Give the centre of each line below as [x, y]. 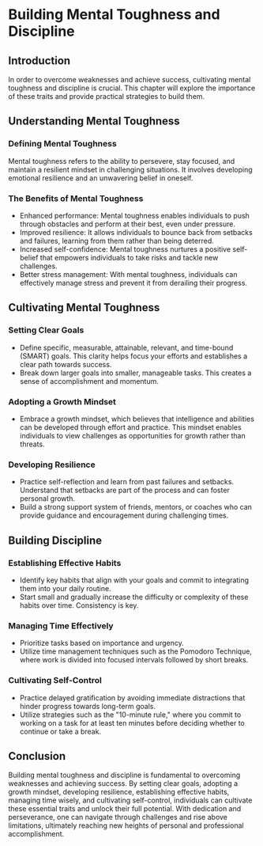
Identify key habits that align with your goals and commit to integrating [134, 580]
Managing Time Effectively [61, 625]
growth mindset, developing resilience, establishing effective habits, [119, 792]
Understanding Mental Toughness [94, 121]
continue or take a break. [60, 731]
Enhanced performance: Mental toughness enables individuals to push [135, 215]
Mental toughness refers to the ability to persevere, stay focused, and [122, 161]
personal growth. [47, 499]
